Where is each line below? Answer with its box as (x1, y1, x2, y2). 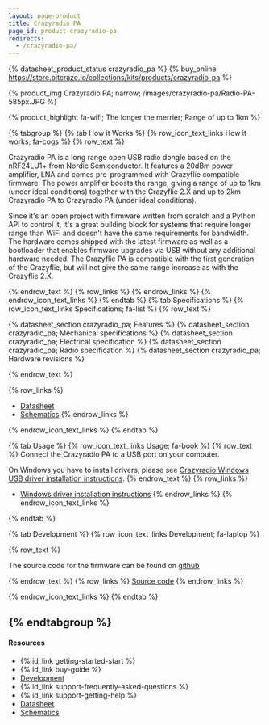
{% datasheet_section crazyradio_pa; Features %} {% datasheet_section (8, 320, 250, 330)
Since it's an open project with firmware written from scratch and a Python (8, 211, 256, 221)
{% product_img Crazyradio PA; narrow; (8, 88, 141, 98)
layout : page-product (8, 11, 81, 20)
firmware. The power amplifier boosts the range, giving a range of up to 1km (8, 179, 262, 188)
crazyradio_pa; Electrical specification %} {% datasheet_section (8, 337, 221, 347)
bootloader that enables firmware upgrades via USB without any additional (8, 246, 256, 255)
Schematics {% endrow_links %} (19, 410, 129, 419)
